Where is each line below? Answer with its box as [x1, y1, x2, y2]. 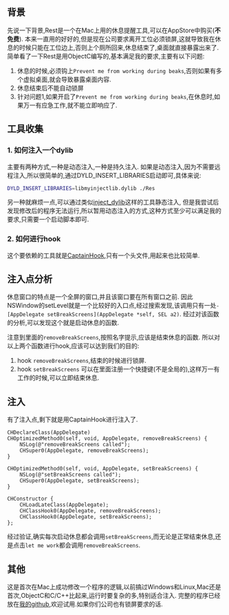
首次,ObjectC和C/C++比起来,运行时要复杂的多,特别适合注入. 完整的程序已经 [7, 592, 221, 600]
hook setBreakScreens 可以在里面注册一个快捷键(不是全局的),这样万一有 [17, 365, 220, 373]
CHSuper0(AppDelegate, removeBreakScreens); [19, 447, 149, 455]
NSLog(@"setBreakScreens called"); [19, 471, 122, 479]
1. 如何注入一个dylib [7, 145, 74, 155]
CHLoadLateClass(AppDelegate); [19, 501, 109, 508]
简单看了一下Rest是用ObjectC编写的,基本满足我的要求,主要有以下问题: [7, 52, 205, 60]
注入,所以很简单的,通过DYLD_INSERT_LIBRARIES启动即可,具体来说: [12, 171, 201, 179]
